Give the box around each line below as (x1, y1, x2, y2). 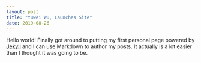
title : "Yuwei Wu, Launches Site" (6, 14, 93, 20)
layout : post (6, 8, 39, 15)
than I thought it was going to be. (6, 49, 88, 57)
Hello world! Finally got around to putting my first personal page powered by (6, 37, 195, 44)
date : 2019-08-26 (6, 20, 50, 26)
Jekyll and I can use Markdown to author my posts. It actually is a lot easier (6, 43, 192, 50)
